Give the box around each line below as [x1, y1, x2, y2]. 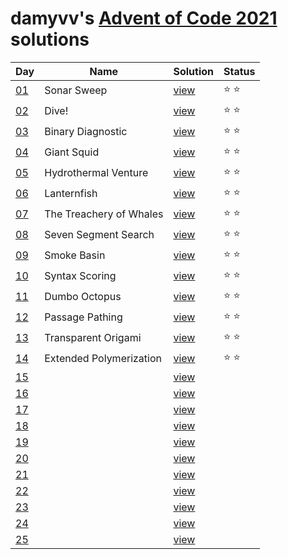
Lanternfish [44, 187, 98, 201]
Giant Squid [44, 145, 100, 159]
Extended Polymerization [44, 352, 162, 366]
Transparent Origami [44, 331, 142, 345]
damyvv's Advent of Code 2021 [10, 7, 278, 30]
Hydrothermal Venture [44, 166, 149, 180]
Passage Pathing [44, 310, 123, 324]
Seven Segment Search [44, 228, 155, 242]
